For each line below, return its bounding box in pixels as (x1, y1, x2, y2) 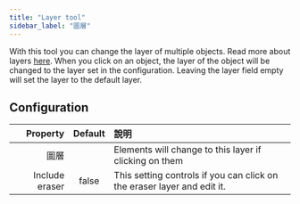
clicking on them (113, 155, 183, 167)
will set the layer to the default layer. (9, 74, 143, 85)
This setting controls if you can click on (113, 169, 279, 182)
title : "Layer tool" (9, 12, 87, 22)
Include (33, 169, 65, 182)
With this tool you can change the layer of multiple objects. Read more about (9, 45, 291, 56)
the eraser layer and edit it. (113, 180, 226, 192)
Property (25, 127, 65, 140)
